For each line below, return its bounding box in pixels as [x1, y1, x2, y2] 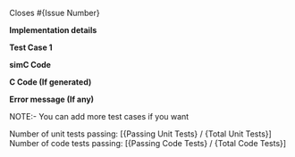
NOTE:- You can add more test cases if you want [9, 112, 190, 121]
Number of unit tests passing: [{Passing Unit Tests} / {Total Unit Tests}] [9, 128, 273, 139]
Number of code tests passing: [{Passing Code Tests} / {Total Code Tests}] [9, 138, 287, 148]
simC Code [9, 60, 52, 70]
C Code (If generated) [9, 77, 92, 87]
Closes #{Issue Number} [9, 8, 100, 18]
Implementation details [9, 25, 97, 35]
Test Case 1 [9, 42, 53, 53]
